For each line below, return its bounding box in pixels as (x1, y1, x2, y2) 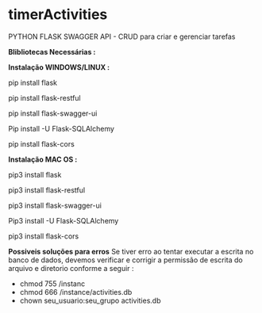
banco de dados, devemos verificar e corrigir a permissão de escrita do (8, 255, 244, 265)
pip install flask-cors (8, 139, 75, 148)
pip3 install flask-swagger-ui (8, 200, 102, 210)
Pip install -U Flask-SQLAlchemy (8, 124, 115, 133)
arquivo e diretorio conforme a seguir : (8, 263, 134, 273)
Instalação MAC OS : (8, 155, 78, 164)
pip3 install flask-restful (8, 185, 86, 195)
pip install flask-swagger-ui (8, 109, 98, 118)
